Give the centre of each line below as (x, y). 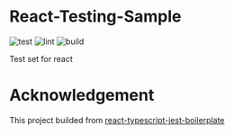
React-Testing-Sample (95, 17)
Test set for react (41, 58)
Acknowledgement (82, 95)
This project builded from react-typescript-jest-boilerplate (117, 120)
